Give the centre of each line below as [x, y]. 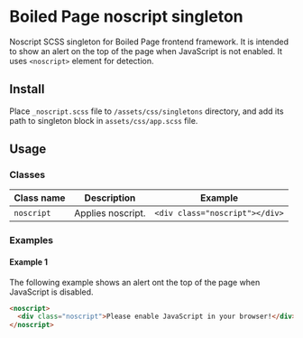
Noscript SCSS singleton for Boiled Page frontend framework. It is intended [149, 42]
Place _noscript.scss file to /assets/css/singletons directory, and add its [147, 111]
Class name [40, 198]
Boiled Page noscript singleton [126, 17]
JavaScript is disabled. [51, 292]
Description [110, 198]
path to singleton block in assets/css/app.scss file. [104, 120]
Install [27, 89]
